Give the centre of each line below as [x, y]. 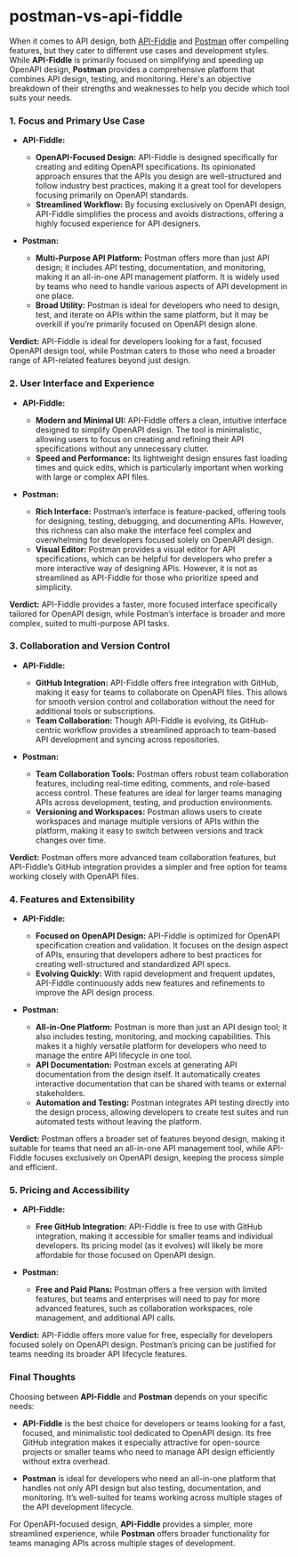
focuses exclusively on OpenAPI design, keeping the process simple [159, 1158]
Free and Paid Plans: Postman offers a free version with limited [151, 1290]
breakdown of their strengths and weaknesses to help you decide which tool [149, 88]
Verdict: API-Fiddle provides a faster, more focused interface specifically [143, 604]
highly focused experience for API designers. [118, 223]
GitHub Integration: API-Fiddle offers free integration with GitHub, [157, 682]
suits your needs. [41, 97]
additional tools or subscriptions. [95, 711]
